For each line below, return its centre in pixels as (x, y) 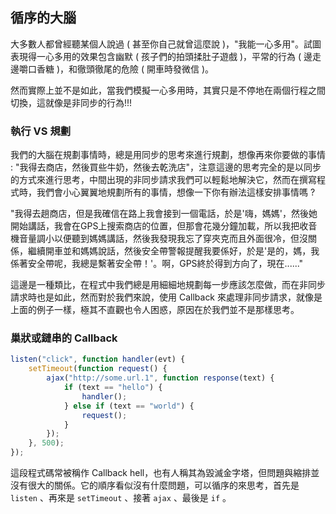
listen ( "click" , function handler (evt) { (98, 359)
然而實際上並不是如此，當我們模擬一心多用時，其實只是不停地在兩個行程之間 (168, 90)
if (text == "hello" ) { (113, 388)
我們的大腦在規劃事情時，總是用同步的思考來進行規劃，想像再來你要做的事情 (168, 155)
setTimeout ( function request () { (98, 369)
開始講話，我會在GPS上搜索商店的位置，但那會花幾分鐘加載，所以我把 (155, 226)
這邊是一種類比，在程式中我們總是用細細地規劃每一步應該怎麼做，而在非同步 (168, 285)
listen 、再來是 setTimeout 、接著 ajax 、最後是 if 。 (121, 498)
